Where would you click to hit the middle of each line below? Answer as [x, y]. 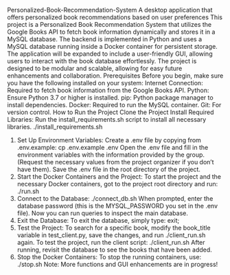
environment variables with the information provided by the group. [111, 155]
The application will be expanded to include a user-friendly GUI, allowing [110, 54]
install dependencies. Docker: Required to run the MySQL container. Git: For [114, 105]
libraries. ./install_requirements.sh [55, 127]
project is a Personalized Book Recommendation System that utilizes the [110, 24]
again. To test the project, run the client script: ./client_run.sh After [111, 242]
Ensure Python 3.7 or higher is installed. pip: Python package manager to [111, 98]
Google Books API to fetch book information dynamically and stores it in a [111, 32]
